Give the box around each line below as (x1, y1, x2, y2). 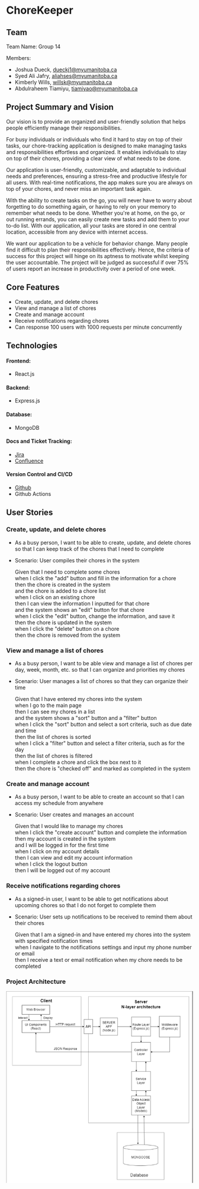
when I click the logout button (14, 860, 88, 868)
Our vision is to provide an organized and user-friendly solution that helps (6, 118, 186, 125)
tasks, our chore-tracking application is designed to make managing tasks (6, 142, 187, 149)
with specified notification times (14, 937, 93, 944)
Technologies (6, 341, 58, 351)
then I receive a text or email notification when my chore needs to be (14, 956, 182, 963)
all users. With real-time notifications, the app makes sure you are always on (6, 179, 192, 186)
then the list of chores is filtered (14, 753, 93, 760)
